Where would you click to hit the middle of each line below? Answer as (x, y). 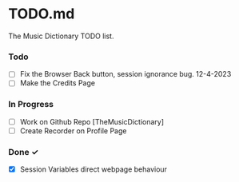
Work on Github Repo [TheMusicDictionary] (92, 121)
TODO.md (42, 14)
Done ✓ (24, 152)
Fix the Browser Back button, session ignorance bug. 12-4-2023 (125, 74)
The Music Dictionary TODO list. (61, 36)
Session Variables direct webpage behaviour (94, 169)
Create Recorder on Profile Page (73, 131)
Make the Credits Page (58, 83)
